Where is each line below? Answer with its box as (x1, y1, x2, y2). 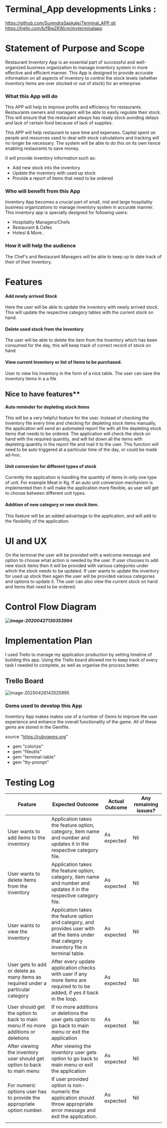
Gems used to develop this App (5, 702, 83, 709)
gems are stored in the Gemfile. (5, 724, 70, 730)
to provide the (7, 1094, 41, 1101)
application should (51, 1094, 94, 1101)
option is (51, 1082, 72, 1089)
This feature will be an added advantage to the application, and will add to (5, 513, 157, 519)
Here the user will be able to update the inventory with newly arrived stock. (5, 304, 159, 310)
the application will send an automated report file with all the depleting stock (5, 426, 162, 432)
